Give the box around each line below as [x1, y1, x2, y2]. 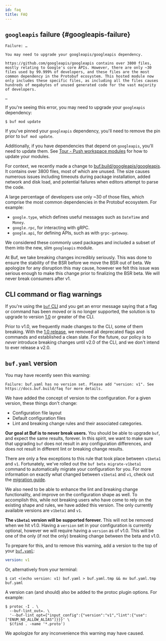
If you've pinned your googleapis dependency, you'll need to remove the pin [5, 128, 161, 134]
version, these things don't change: [5, 400, 78, 406]
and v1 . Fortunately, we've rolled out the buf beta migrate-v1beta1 [5, 460, 141, 466]
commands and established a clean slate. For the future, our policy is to [5, 334, 151, 340]
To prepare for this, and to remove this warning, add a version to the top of [5, 543, 158, 549]
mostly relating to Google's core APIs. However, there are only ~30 [5, 65, 152, 70]
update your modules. [5, 154, 50, 160]
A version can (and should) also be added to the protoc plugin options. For [5, 589, 157, 595]
